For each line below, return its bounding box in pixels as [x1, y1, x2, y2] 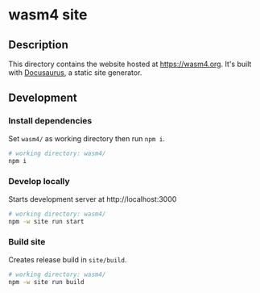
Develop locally [8, 176, 70, 187]
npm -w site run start [8, 217, 85, 225]
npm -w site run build [8, 278, 85, 286]
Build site [8, 236, 46, 248]
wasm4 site [8, 6, 88, 24]
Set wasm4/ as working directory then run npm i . [8, 133, 165, 143]
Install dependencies [8, 115, 93, 127]
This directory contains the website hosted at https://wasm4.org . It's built [8, 59, 252, 69]
